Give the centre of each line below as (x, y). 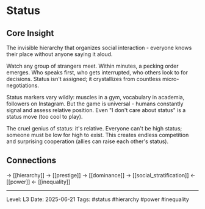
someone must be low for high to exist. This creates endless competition (98, 135)
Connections (31, 161)
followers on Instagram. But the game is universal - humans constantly (95, 104)
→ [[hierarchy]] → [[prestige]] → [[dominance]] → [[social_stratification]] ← (101, 175)
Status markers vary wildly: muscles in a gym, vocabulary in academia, (95, 97)
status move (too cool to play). (45, 117)
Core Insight (30, 33)
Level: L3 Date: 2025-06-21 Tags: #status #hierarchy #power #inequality (98, 199)
